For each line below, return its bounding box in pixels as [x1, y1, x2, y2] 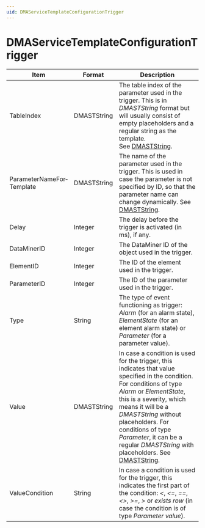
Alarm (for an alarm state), [118, 308, 195, 317]
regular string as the [118, 127, 177, 135]
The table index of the [118, 81, 182, 89]
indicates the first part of [118, 481, 190, 490]
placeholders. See [118, 448, 171, 457]
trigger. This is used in [118, 167, 183, 175]
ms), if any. [118, 230, 151, 239]
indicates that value [118, 364, 175, 373]
